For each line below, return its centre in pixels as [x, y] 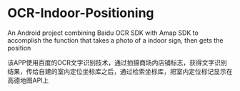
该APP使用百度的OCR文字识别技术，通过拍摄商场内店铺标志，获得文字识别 [117, 63]
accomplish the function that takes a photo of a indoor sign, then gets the [115, 40]
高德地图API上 [28, 80]
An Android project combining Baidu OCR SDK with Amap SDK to [103, 33]
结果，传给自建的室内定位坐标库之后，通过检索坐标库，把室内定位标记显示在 [120, 71]
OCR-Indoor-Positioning [81, 13]
